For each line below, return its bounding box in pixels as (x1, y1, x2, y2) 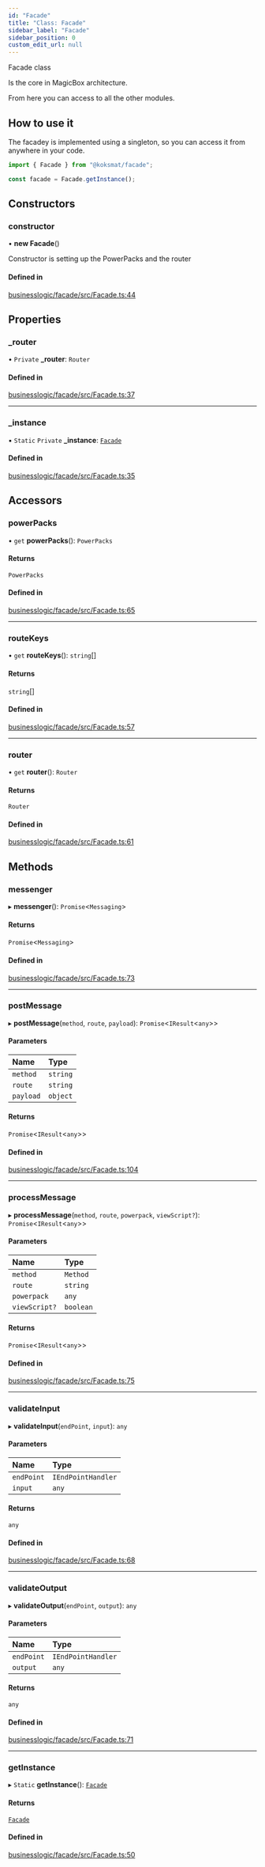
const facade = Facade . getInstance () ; (8, 175, 136, 183)
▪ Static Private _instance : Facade (8, 435, 122, 445)
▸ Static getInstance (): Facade (8, 1780, 108, 1789)
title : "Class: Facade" (8, 19, 87, 27)
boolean (64, 1302, 93, 1312)
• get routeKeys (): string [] (8, 650, 97, 661)
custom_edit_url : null (8, 41, 83, 49)
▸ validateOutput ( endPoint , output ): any (8, 1600, 137, 1610)
